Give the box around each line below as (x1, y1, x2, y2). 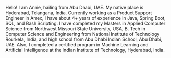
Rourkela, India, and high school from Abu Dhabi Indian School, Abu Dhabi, (5, 36, 163, 42)
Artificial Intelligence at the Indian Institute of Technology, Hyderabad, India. (5, 47, 165, 53)
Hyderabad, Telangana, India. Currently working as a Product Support (5, 10, 152, 16)
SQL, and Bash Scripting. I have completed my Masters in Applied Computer (5, 20, 166, 26)
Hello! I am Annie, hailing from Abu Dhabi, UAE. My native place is (5, 5, 144, 10)
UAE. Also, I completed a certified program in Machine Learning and (5, 42, 149, 47)
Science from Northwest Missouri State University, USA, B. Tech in (5, 26, 145, 32)
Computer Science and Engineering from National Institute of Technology (5, 31, 160, 37)
